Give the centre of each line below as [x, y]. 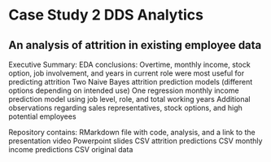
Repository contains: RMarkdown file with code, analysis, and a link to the [132, 132]
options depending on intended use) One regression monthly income [124, 90]
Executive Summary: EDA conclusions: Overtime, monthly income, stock [129, 64]
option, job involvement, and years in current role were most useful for [127, 73]
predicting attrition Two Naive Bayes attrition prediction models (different [131, 82]
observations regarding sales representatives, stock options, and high [125, 108]
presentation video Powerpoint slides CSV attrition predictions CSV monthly [135, 141]
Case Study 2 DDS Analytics [106, 15]
